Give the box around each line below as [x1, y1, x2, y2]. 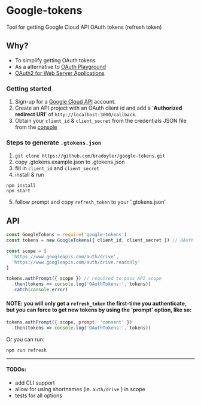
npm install [6, 183, 36, 189]
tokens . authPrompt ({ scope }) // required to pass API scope [6, 276, 162, 282]
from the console [14, 123, 57, 131]
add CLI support [14, 379, 55, 386]
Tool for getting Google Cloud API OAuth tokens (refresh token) [6, 23, 162, 31]
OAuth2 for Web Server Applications [14, 69, 105, 77]
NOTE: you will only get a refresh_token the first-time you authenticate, [6, 300, 187, 307]
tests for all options [14, 392, 63, 399]
